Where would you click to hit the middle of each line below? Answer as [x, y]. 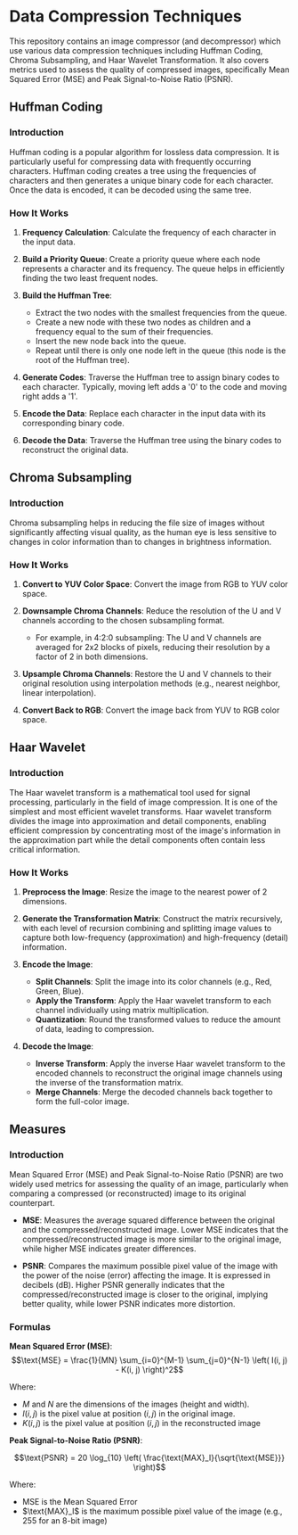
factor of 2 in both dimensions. [92, 656]
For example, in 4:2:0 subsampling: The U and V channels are [149, 637]
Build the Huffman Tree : [67, 295]
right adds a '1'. [50, 396]
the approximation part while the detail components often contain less [137, 839]
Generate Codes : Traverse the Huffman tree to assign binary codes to [151, 377]
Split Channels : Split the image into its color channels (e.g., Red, [154, 981]
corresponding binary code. [73, 423]
